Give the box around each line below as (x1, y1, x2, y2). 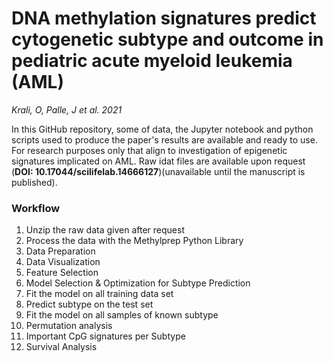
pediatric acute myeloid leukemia (11, 50, 293, 72)
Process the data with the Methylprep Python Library (25, 235, 244, 247)
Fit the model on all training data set (25, 288, 174, 300)
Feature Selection (25, 267, 99, 279)
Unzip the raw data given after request (25, 224, 185, 236)
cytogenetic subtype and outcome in (11, 28, 324, 51)
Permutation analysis (25, 320, 113, 332)
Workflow (11, 201, 61, 215)
